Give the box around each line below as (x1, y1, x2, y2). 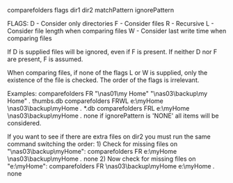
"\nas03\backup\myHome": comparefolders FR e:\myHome (7, 148, 177, 155)
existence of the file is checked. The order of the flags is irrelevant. (7, 76, 200, 84)
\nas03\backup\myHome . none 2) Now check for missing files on (7, 154, 196, 163)
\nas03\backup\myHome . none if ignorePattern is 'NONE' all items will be (7, 111, 219, 120)
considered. (7, 119, 42, 127)
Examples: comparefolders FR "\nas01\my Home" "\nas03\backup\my (7, 90, 208, 97)
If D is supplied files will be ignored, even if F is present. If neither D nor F (7, 48, 218, 56)
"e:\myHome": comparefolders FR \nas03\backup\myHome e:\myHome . (7, 162, 215, 170)
